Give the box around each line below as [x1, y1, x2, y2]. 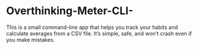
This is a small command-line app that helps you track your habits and [6, 24, 178, 31]
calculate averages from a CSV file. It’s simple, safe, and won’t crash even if [6, 30, 192, 37]
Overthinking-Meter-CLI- [6, 4, 134, 18]
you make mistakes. [6, 36, 55, 43]
